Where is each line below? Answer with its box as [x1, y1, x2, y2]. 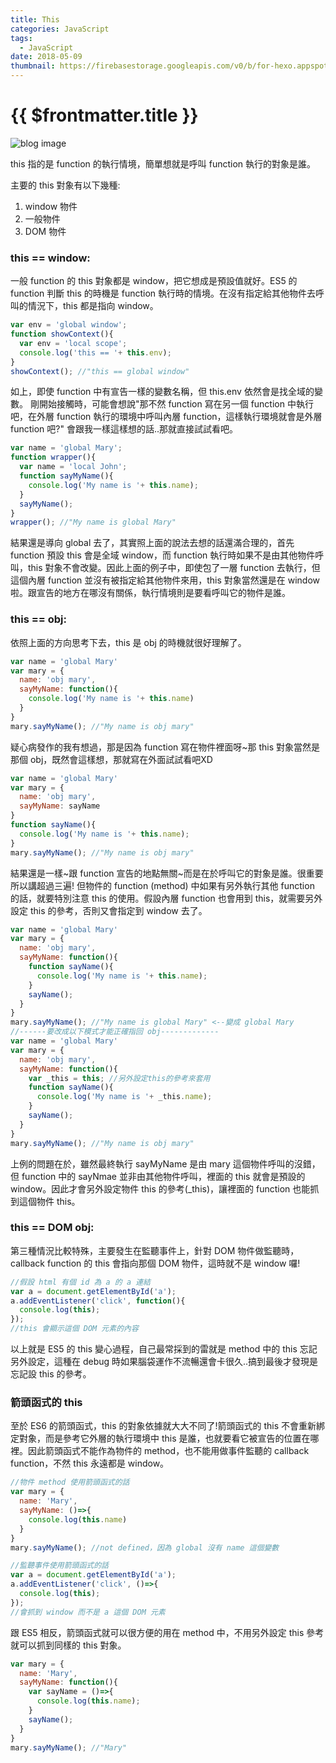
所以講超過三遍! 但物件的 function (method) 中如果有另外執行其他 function [10, 879, 315, 891]
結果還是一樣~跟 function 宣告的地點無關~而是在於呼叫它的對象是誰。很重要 [10, 867, 324, 879]
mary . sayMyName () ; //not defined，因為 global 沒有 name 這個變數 [10, 1542, 280, 1553]
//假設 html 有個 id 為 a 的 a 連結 [10, 1277, 151, 1287]
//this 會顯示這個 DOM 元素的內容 [10, 1324, 139, 1334]
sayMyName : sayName [19, 801, 101, 811]
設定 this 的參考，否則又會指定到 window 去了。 [10, 904, 208, 916]
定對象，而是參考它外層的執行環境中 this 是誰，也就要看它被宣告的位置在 [10, 1432, 311, 1445]
